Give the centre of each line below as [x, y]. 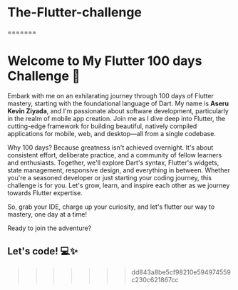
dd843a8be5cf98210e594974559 [181, 272]
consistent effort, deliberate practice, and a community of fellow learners [115, 155]
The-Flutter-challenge [75, 12]
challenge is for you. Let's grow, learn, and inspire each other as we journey [119, 185]
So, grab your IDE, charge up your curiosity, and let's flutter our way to [111, 207]
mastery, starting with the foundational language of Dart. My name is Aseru [118, 103]
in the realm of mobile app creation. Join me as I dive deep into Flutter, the [117, 118]
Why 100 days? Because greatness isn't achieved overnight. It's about [110, 147]
